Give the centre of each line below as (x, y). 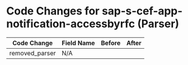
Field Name (78, 43)
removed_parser (33, 53)
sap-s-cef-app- (142, 11)
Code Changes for (53, 11)
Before (111, 43)
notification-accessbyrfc (71, 24)
